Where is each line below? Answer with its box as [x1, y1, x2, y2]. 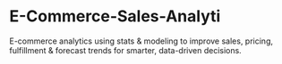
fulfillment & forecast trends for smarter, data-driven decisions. [9, 44, 242, 55]
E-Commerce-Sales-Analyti [9, 6, 221, 27]
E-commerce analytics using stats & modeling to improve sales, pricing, [9, 36, 274, 46]
